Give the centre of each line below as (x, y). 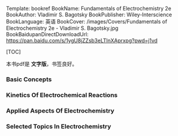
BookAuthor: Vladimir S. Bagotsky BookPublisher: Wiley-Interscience (89, 15)
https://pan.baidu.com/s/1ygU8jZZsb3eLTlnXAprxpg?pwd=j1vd (82, 41)
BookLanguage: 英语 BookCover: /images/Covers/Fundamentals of (87, 22)
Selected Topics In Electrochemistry (59, 126)
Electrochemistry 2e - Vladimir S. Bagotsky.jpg (62, 28)
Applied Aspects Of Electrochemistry (60, 110)
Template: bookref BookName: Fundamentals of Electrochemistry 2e (89, 8)
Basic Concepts (29, 79)
